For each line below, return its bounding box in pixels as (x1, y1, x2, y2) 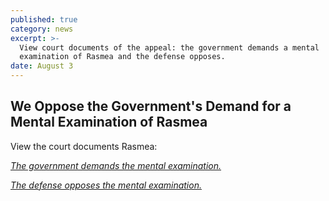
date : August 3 (10, 61, 74, 71)
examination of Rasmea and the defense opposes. (19, 52, 226, 62)
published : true (10, 14, 78, 25)
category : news (10, 24, 74, 34)
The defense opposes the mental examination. (10, 179, 202, 191)
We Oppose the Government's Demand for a (10, 98, 292, 115)
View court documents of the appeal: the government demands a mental (19, 42, 320, 53)
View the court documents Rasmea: (10, 140, 158, 152)
